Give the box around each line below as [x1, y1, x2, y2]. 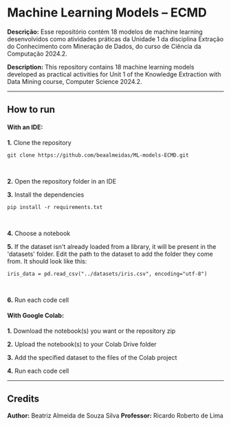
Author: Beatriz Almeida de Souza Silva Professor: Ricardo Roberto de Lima [7, 411, 223, 419]
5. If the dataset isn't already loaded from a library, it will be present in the [7, 242, 217, 250]
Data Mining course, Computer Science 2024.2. [7, 77, 142, 85]
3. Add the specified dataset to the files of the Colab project [7, 353, 177, 362]
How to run [7, 104, 56, 116]
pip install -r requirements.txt [7, 204, 103, 210]
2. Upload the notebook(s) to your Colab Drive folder [7, 340, 157, 348]
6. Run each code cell [7, 296, 69, 304]
